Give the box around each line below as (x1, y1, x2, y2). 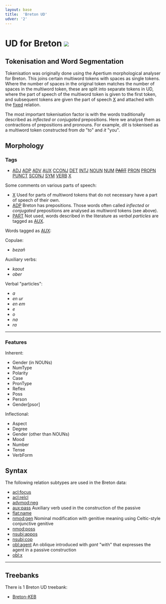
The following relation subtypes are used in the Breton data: (5, 480, 127, 485)
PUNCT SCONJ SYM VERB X (12, 173, 72, 179)
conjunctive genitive (12, 521, 54, 526)
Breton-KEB (12, 594, 37, 600)
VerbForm (12, 452, 33, 458)
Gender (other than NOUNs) (12, 431, 70, 437)
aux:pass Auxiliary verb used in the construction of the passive (12, 505, 141, 511)
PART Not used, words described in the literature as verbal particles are (12, 213, 159, 219)
